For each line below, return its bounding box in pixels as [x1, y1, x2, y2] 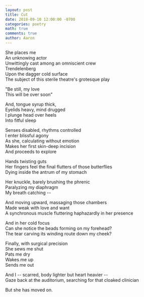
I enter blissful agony [5, 132, 49, 138]
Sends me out [5, 262, 34, 268]
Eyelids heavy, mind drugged [5, 107, 65, 113]
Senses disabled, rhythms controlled [5, 127, 82, 133]
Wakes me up [5, 256, 34, 263]
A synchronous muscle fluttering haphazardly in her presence [5, 210, 133, 216]
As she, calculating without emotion [5, 137, 80, 144]
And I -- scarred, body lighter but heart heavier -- [5, 271, 108, 278]
